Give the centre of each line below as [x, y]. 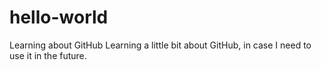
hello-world [59, 17]
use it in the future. [48, 55]
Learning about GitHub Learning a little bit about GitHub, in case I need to [160, 45]
